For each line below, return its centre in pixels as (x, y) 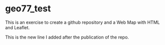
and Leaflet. (17, 27)
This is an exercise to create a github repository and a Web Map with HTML (82, 22)
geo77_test (28, 9)
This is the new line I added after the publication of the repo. (67, 37)
